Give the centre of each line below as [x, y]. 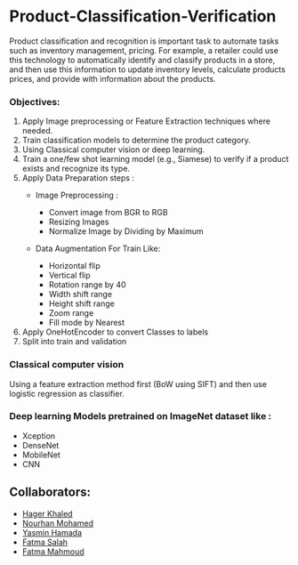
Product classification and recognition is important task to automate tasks [144, 41]
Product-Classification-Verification [143, 16]
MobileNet [41, 455]
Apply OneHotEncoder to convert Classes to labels [115, 332]
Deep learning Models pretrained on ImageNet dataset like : [141, 416]
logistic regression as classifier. [67, 393]
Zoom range [71, 313]
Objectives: [35, 101]
